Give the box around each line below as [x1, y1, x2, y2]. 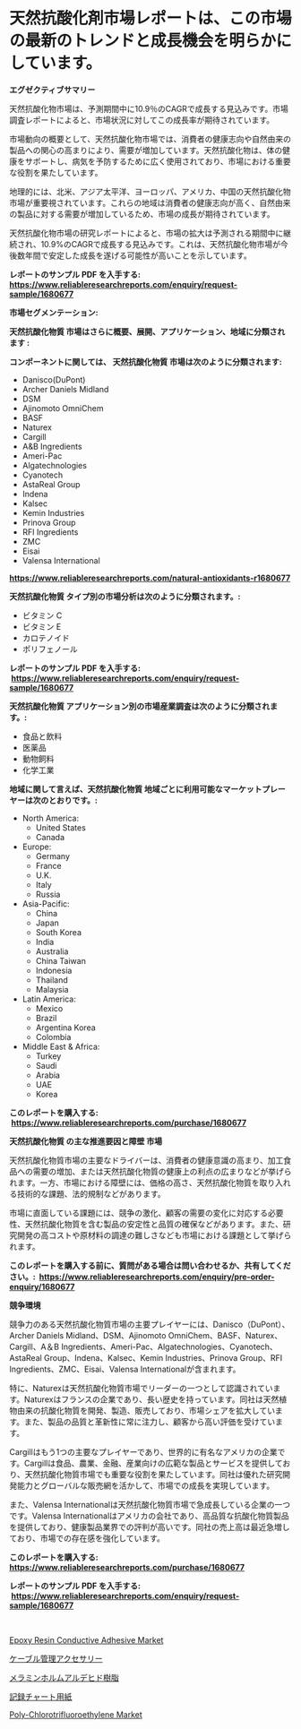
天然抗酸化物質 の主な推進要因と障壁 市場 [9, 1135, 163, 1147]
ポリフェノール [21, 643, 78, 654]
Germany [35, 850, 70, 861]
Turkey [35, 1050, 62, 1062]
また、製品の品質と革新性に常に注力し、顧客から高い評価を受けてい [23, 1416, 276, 1427]
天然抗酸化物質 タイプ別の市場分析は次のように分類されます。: [9, 590, 241, 601]
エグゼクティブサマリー [9, 84, 96, 95]
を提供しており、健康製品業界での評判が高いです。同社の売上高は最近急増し [9, 1521, 290, 1532]
